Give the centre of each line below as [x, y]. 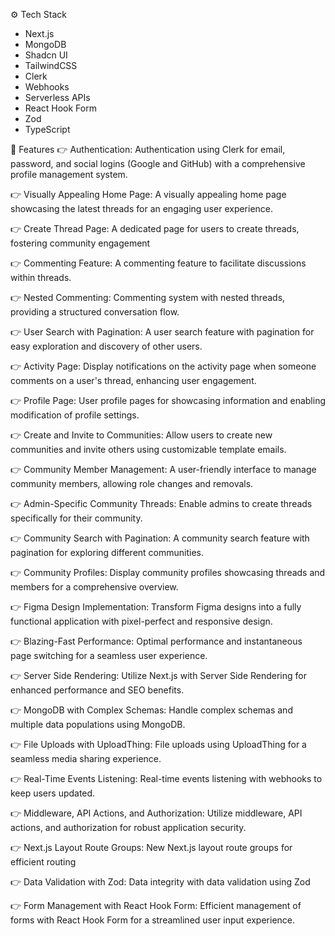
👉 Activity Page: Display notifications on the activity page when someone [163, 366]
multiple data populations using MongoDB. [98, 724]
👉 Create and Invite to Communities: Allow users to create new [141, 435]
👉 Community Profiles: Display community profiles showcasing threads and [168, 572]
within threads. [41, 277]
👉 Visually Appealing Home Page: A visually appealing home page [148, 194]
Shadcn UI [46, 55]
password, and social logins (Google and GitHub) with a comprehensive [158, 163]
